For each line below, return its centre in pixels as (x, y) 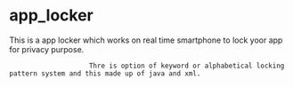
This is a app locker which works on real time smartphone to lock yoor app (146, 40)
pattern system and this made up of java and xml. (105, 73)
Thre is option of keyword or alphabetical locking (187, 66)
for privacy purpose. (47, 49)
